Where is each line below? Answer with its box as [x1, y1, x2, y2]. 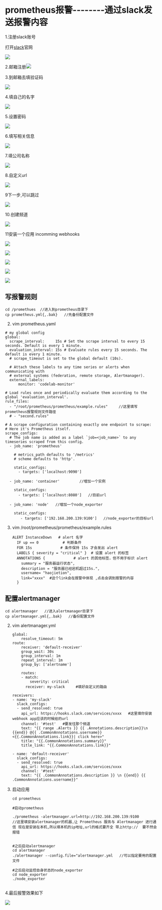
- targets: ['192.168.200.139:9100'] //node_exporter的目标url [20, 516, 154, 521]
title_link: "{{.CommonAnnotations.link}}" [21, 743, 111, 748]
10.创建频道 [5, 211, 28, 217]
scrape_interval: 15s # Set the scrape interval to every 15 [9, 339, 145, 344]
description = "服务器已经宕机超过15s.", [21, 566, 100, 571]
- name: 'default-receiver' [12, 751, 69, 756]
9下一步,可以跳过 [5, 192, 39, 197]
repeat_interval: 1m [21, 658, 63, 663]
